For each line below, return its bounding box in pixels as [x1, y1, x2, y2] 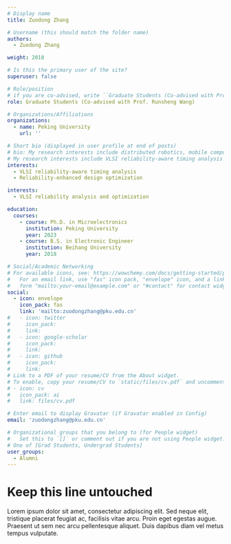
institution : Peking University [25, 225, 118, 232]
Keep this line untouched [7, 484, 153, 500]
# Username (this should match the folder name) [7, 29, 149, 36]
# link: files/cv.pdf [7, 398, 76, 405]
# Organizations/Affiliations [7, 111, 94, 118]
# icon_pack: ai [7, 391, 60, 399]
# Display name [7, 10, 51, 17]
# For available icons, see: [7, 270, 91, 276]
